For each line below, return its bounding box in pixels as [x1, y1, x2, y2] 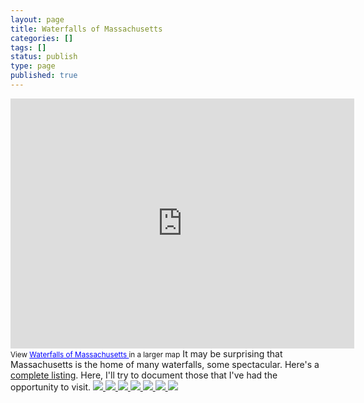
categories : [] [10, 33, 74, 43]
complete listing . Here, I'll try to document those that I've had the [10, 369, 278, 381]
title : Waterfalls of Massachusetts [10, 24, 163, 34]
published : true [10, 71, 78, 81]
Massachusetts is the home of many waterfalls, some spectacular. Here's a [10, 358, 320, 370]
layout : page [10, 14, 65, 25]
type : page [10, 61, 56, 71]
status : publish [10, 52, 78, 62]
